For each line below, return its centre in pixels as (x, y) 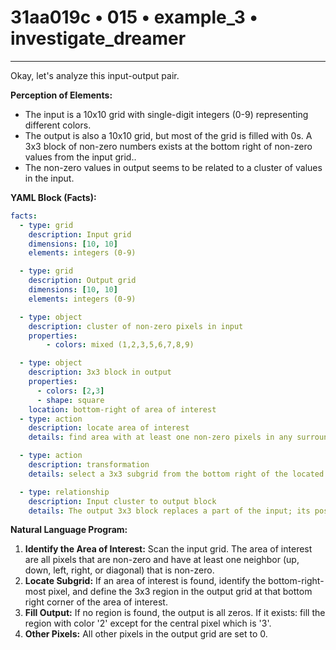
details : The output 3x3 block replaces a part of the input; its (169, 511)
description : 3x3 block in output (100, 372)
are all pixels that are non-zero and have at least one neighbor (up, (162, 560)
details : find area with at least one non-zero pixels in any (160, 437)
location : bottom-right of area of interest (122, 409)
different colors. (58, 125)
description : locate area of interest (109, 428)
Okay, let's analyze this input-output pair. (95, 75)
